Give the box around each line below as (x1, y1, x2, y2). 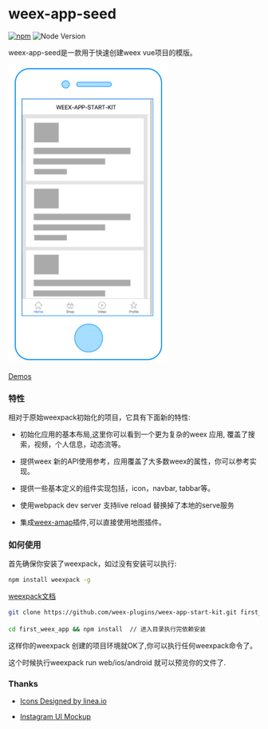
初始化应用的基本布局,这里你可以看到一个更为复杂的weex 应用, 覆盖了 (19, 429, 249, 439)
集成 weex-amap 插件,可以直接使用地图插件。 (19, 517, 166, 527)
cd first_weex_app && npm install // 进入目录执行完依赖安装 (8, 625, 206, 633)
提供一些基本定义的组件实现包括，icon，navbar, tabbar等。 (19, 484, 215, 492)
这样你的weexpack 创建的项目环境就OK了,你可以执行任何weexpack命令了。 (8, 640, 258, 650)
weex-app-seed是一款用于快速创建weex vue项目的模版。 (8, 47, 197, 57)
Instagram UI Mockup (19, 712, 92, 722)
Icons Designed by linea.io (19, 696, 108, 706)
